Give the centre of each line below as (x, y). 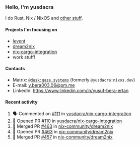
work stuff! (24, 57)
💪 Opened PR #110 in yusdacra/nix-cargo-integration (67, 121)
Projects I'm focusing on (31, 29)
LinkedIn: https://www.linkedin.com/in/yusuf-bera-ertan (71, 90)
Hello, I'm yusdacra (29, 7)
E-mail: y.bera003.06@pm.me (44, 85)
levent (19, 41)
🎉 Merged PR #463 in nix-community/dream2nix (63, 126)
